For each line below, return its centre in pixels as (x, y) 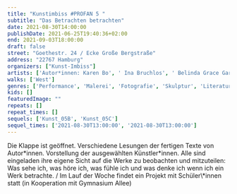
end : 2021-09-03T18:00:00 (45, 40)
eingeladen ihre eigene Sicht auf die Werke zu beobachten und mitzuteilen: (116, 160)
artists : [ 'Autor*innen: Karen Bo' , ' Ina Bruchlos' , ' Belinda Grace (113, 73)
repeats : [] (25, 106)
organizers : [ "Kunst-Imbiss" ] (52, 66)
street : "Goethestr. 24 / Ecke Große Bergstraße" (82, 54)
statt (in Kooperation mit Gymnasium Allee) (69, 183)
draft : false (26, 47)
